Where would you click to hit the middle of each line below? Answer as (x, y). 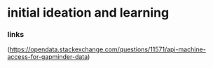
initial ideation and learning (88, 13)
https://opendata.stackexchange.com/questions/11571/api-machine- (108, 49)
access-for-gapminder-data (48, 57)
